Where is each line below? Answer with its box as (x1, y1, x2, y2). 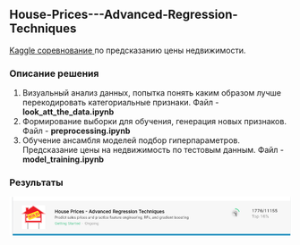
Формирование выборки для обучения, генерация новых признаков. (21, 116, 287, 127)
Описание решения (9, 67, 99, 80)
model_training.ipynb (21, 154, 105, 165)
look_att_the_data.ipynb (21, 106, 115, 117)
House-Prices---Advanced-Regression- (9, 7, 239, 22)
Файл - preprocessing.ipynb (21, 125, 131, 137)
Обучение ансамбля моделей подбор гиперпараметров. (21, 135, 240, 146)
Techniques (9, 21, 77, 37)
